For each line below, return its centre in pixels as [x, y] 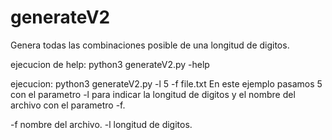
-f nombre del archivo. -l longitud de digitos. [101, 124]
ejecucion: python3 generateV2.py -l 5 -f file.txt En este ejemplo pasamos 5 [166, 83]
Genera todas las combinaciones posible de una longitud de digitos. [150, 45]
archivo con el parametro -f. [68, 105]
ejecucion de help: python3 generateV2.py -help [110, 64]
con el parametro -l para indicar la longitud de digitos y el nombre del [153, 94]
